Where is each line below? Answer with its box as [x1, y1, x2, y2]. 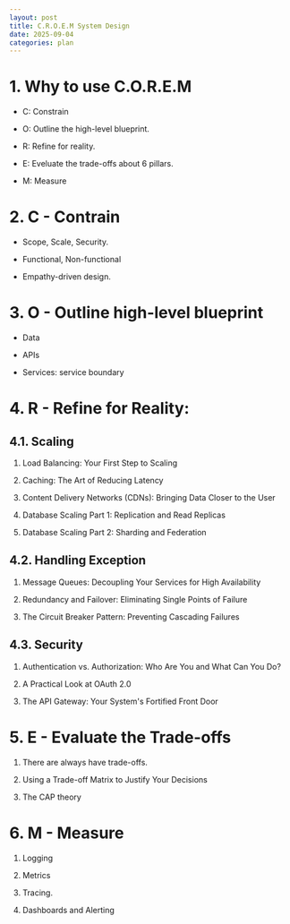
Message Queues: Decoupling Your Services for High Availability [21, 577, 261, 587]
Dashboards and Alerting [21, 904, 115, 915]
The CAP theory [21, 791, 82, 802]
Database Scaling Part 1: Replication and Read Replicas [21, 509, 226, 520]
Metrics [21, 869, 51, 880]
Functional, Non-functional [21, 254, 122, 265]
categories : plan [9, 38, 74, 47]
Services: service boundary [21, 367, 124, 378]
